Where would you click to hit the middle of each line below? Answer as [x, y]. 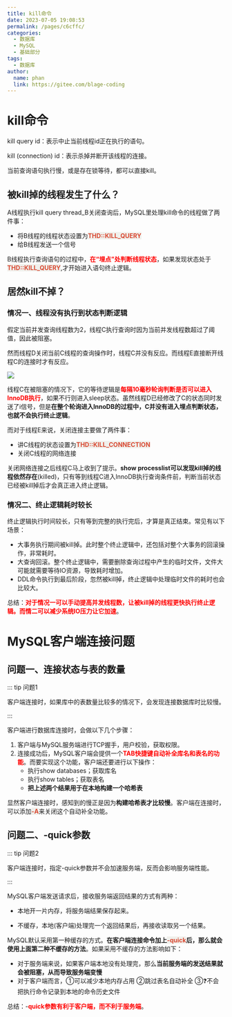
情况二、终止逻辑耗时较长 [50, 504]
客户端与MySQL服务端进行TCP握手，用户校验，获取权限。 [100, 744]
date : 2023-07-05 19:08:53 [46, 20]
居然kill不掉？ [36, 292]
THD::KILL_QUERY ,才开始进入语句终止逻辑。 [71, 268]
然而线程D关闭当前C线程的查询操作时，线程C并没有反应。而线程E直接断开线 [115, 353]
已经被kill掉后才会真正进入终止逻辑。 [59, 485]
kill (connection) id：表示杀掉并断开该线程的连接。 [79, 156]
